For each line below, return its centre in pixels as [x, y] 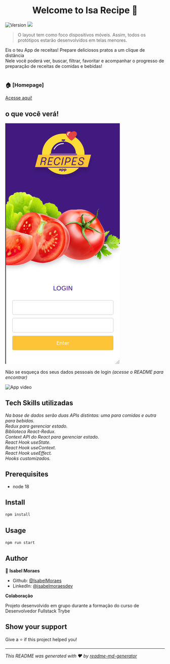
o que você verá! [32, 114]
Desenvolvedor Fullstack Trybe [38, 611]
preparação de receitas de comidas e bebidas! [54, 66]
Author [16, 558]
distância [15, 55]
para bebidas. [20, 420]
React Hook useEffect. [29, 453]
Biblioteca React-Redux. [31, 431]
